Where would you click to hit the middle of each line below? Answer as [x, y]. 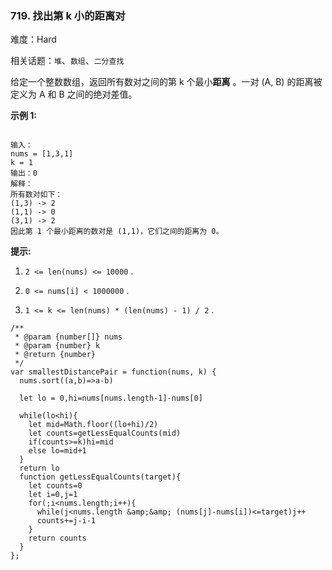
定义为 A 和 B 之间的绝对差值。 [74, 94]
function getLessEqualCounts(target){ [100, 477]
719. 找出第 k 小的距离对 [68, 15]
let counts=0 [55, 486]
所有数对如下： [36, 195]
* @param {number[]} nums [68, 337]
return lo [39, 468]
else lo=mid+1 [57, 451]
